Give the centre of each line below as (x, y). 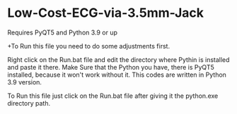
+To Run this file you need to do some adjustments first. (89, 46)
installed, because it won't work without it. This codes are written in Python (117, 75)
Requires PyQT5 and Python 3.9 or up (63, 32)
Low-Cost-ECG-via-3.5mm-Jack (105, 13)
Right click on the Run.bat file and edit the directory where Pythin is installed (118, 59)
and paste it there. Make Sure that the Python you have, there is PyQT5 (111, 67)
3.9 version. (25, 82)
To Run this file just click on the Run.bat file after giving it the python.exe (113, 96)
